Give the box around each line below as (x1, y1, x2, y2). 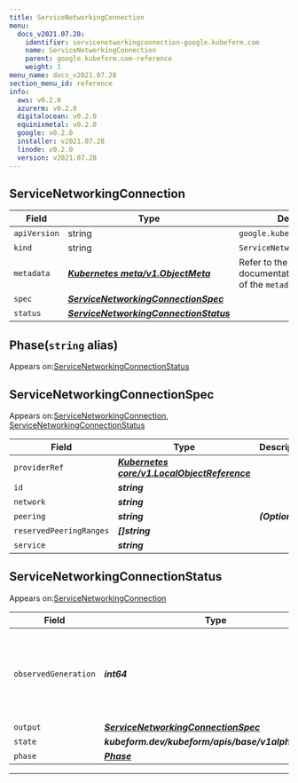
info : (9, 87, 29, 96)
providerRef (13, 463, 65, 472)
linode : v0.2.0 (17, 145, 74, 154)
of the (239, 279, 264, 291)
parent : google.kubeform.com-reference (25, 54, 173, 63)
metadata (13, 268, 51, 279)
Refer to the (239, 257, 288, 269)
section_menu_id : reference (9, 79, 114, 88)
